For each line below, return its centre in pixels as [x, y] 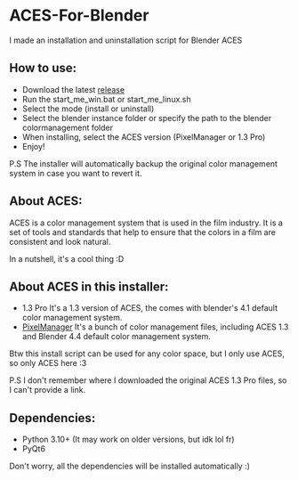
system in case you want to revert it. [76, 173]
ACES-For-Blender [79, 16]
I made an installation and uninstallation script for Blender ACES [126, 40]
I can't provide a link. [48, 390]
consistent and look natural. [60, 241]
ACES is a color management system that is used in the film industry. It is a [146, 223]
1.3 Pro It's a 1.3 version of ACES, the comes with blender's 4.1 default [150, 308]
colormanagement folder [68, 127]
